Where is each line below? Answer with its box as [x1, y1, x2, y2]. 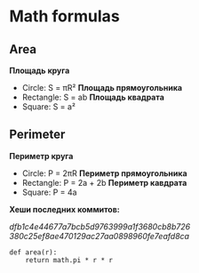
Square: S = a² [21, 101, 76, 112]
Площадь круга [9, 65, 70, 76]
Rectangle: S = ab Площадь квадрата [21, 92, 164, 102]
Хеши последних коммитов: [9, 204, 120, 214]
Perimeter [9, 127, 66, 142]
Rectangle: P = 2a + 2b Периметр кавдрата [21, 177, 187, 188]
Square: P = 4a [21, 187, 77, 197]
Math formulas [9, 6, 120, 27]
